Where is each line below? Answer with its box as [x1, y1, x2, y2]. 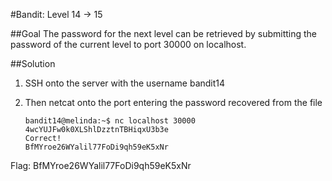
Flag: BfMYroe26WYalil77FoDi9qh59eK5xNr [10, 160, 192, 171]
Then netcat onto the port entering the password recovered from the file [24, 97, 323, 108]
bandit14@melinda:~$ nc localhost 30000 [24, 116, 196, 126]
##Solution [10, 58, 56, 69]
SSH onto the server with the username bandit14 [24, 77, 226, 89]
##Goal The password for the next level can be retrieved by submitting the [10, 28, 318, 39]
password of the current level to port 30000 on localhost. [10, 39, 247, 50]
